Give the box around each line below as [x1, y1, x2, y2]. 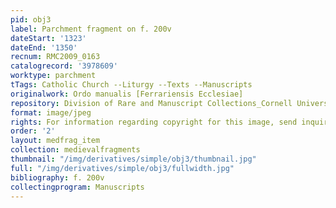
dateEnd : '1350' [10, 42, 78, 53]
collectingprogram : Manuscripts [10, 182, 145, 192]
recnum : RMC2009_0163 [10, 52, 101, 62]
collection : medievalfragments [10, 145, 141, 155]
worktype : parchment [10, 71, 97, 81]
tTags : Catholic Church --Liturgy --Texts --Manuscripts [10, 80, 253, 90]
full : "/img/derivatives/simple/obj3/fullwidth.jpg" [10, 163, 235, 173]
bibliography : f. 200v [10, 172, 105, 183]
